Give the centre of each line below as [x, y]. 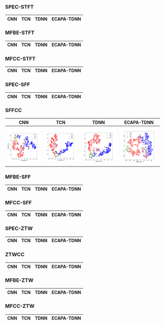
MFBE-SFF [18, 177]
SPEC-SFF [18, 84]
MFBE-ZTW [19, 280]
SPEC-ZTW [19, 228]
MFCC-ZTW [20, 306]
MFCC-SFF [18, 203]
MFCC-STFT [20, 58]
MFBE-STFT [20, 33]
